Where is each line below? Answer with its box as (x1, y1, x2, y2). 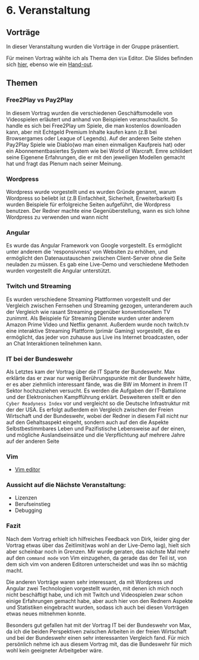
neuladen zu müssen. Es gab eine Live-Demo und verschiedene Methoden (6, 261, 189, 268)
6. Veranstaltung (6, 4, 91, 17)
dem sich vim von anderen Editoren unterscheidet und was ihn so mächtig (6, 560, 188, 568)
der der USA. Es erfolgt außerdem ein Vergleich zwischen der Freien (6, 406, 173, 413)
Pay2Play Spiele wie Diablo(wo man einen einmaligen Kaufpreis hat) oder (6, 141, 186, 148)
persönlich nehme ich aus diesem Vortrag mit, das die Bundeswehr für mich (6, 640, 192, 648)
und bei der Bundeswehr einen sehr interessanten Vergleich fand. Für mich (6, 634, 189, 641)
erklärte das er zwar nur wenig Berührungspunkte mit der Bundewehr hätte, (6, 374, 192, 381)
